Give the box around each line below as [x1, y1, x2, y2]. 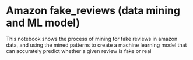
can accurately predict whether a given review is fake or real [6, 47, 152, 54]
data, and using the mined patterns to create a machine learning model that [6, 42, 187, 48]
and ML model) [6, 16, 80, 29]
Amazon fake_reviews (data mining [6, 4, 181, 17]
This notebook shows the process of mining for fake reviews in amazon [6, 35, 178, 42]
